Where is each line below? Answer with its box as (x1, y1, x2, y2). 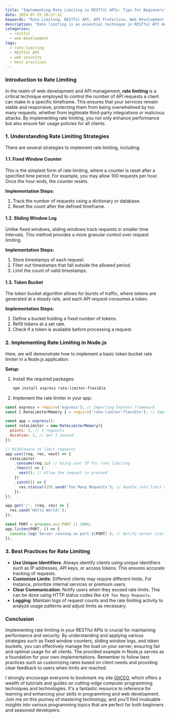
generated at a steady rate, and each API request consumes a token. (5, 296, 148, 302)
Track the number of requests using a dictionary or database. (12, 198, 141, 204)
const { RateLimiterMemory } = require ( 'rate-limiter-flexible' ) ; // (5, 409, 155, 414)
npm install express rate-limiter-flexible (12, 385, 106, 391)
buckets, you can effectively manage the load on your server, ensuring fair (5, 643, 160, 649)
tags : (5, 41, 17, 46)
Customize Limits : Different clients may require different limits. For (12, 576, 152, 582)
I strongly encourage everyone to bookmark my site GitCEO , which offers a (5, 675, 161, 681)
